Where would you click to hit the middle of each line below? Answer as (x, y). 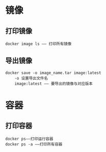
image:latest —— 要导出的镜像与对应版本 (54, 84)
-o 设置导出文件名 (31, 78)
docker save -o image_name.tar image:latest (53, 73)
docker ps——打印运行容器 (29, 139)
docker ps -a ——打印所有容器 (34, 144)
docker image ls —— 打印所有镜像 (38, 44)
